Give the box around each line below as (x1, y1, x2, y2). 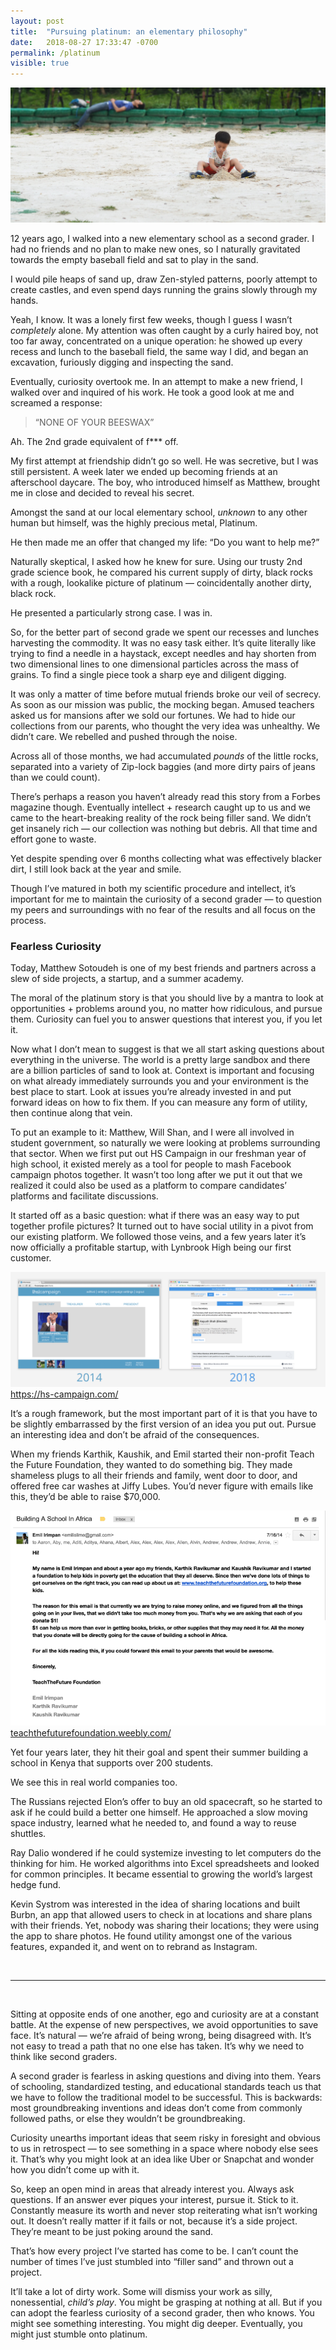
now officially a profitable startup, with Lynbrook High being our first (10, 1241, 292, 1253)
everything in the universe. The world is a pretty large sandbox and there (10, 1054, 311, 1065)
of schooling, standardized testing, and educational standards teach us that (10, 2080, 322, 2092)
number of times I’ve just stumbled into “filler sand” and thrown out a (10, 2255, 294, 2267)
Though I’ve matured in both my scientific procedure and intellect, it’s (10, 882, 297, 894)
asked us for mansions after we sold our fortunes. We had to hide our (10, 709, 296, 721)
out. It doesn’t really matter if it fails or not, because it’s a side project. (10, 2215, 298, 2227)
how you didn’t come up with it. (10, 2163, 140, 2175)
